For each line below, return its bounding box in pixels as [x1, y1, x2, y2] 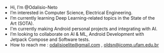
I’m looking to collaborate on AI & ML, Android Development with [10, 31, 144, 37]
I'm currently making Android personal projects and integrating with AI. [10, 26, 157, 32]
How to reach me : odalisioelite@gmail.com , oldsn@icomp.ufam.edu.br [10, 42, 159, 47]
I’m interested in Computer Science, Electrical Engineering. [10, 10, 133, 16]
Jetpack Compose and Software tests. [10, 36, 90, 42]
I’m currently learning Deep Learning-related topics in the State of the [10, 15, 155, 21]
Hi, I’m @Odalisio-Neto [10, 5, 58, 10]
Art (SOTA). [10, 20, 34, 26]
